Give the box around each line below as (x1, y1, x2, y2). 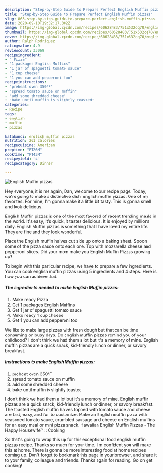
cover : (5, 35, 18, 39)
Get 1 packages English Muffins (12, 302, 75, 308)
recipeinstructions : (5, 79, 47, 84)
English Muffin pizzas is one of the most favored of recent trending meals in (5, 213, 157, 219)
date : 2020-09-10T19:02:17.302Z (5, 20, 70, 26)
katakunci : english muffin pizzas (5, 134, 75, 139)
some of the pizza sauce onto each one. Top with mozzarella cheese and (5, 243, 151, 249)
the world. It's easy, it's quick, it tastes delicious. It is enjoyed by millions (5, 218, 150, 224)
